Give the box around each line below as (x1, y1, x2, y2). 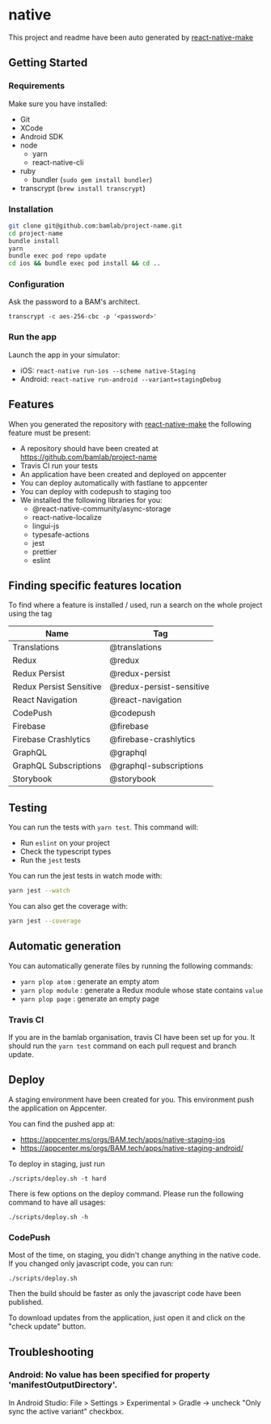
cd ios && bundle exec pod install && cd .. (8, 259, 161, 268)
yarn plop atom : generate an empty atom (19, 976, 159, 986)
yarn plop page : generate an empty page (19, 994, 159, 1004)
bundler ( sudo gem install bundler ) (32, 174, 153, 184)
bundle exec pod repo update (8, 252, 107, 260)
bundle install (8, 237, 60, 245)
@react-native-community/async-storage (32, 504, 171, 514)
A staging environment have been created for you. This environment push (8, 1094, 255, 1104)
